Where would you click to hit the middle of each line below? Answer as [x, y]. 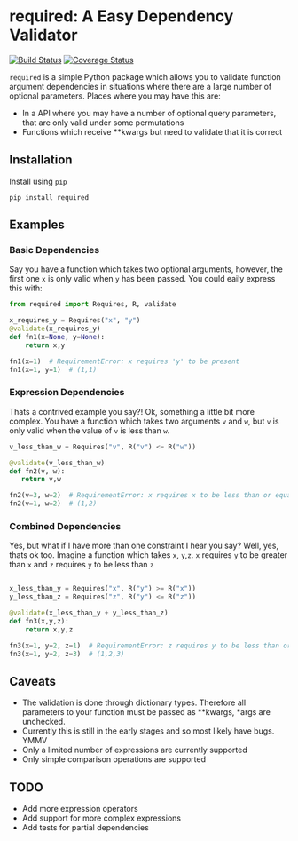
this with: [26, 288]
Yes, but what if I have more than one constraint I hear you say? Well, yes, [144, 546]
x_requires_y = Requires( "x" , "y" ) [75, 321]
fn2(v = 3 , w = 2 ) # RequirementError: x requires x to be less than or [141, 496]
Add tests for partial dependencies [85, 828]
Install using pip [38, 181]
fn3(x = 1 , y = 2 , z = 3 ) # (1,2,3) [67, 654]
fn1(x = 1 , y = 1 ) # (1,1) [53, 369]
